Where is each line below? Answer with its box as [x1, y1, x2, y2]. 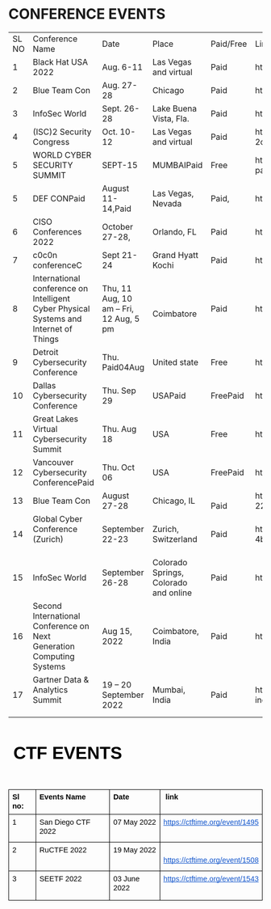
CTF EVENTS [13, 742, 123, 763]
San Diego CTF [39, 818, 91, 827]
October [102, 221, 133, 232]
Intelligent [32, 293, 70, 304]
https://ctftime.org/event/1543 [163, 874, 260, 883]
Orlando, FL [152, 226, 197, 237]
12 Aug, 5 [102, 313, 140, 324]
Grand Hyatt [152, 249, 199, 260]
